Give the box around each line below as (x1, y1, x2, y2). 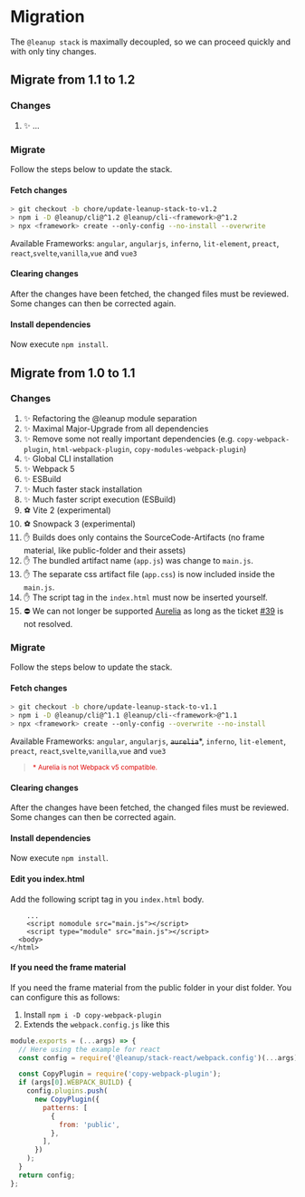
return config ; (18, 1171, 76, 1180)
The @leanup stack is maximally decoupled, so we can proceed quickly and (10, 36, 291, 47)
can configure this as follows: (10, 991, 120, 1002)
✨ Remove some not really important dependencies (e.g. (23, 433, 235, 444)
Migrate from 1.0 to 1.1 (10, 365, 136, 381)
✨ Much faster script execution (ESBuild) (23, 494, 176, 505)
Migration (10, 6, 85, 27)
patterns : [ (43, 1103, 89, 1112)
